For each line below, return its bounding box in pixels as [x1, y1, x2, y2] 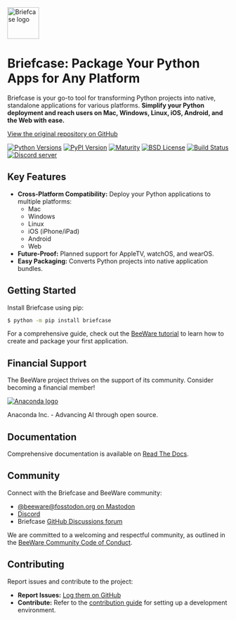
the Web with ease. [7, 116, 65, 124]
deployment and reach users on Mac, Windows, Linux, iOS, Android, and [7, 108, 223, 117]
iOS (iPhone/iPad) [27, 227, 80, 235]
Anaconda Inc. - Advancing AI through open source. [7, 411, 158, 419]
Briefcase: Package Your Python [7, 55, 200, 72]
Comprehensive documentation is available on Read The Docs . [7, 449, 190, 459]
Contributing [7, 558, 65, 571]
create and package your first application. [7, 337, 129, 345]
